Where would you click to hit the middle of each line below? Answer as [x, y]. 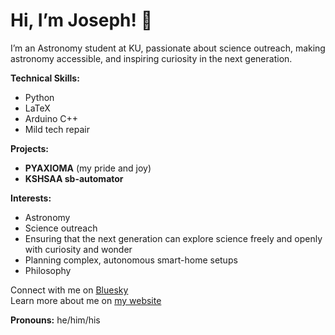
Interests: [31, 198]
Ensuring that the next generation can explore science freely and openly [173, 238]
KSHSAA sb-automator [74, 178]
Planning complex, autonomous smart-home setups [131, 260]
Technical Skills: [45, 78]
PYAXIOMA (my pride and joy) [88, 168]
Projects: [29, 148]
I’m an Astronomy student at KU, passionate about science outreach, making [168, 48]
